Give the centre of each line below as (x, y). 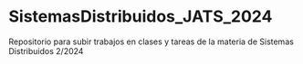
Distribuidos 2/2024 (46, 50)
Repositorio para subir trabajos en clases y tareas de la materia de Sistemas (151, 41)
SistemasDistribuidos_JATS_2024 (141, 17)
